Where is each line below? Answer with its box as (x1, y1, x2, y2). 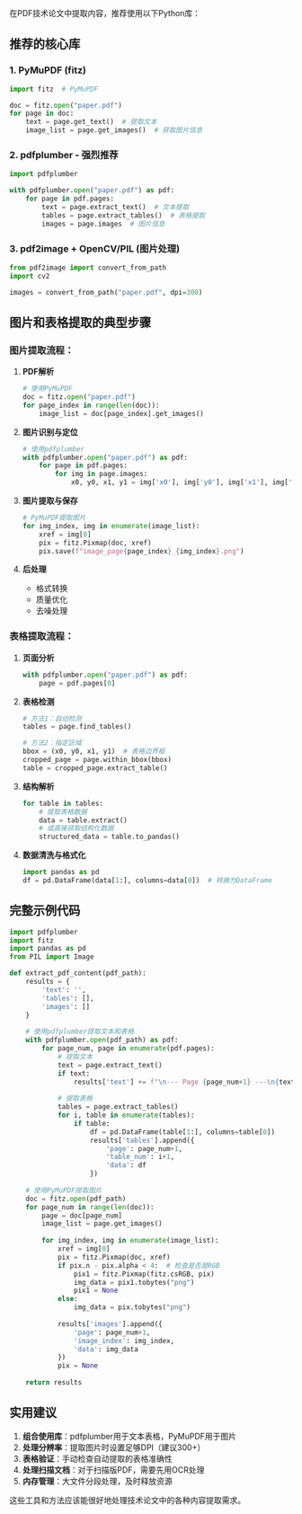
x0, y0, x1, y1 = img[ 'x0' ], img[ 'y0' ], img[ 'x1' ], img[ (70, 478, 289, 487)
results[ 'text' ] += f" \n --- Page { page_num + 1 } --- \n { (73, 1077, 280, 1086)
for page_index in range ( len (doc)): (22, 401, 160, 410)
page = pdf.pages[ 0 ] (39, 678, 116, 687)
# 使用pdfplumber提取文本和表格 (25, 1027, 135, 1036)
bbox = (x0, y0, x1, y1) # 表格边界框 (22, 747, 165, 757)
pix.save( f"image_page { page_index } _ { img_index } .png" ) (39, 546, 244, 555)
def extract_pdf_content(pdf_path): (9, 969, 147, 978)
